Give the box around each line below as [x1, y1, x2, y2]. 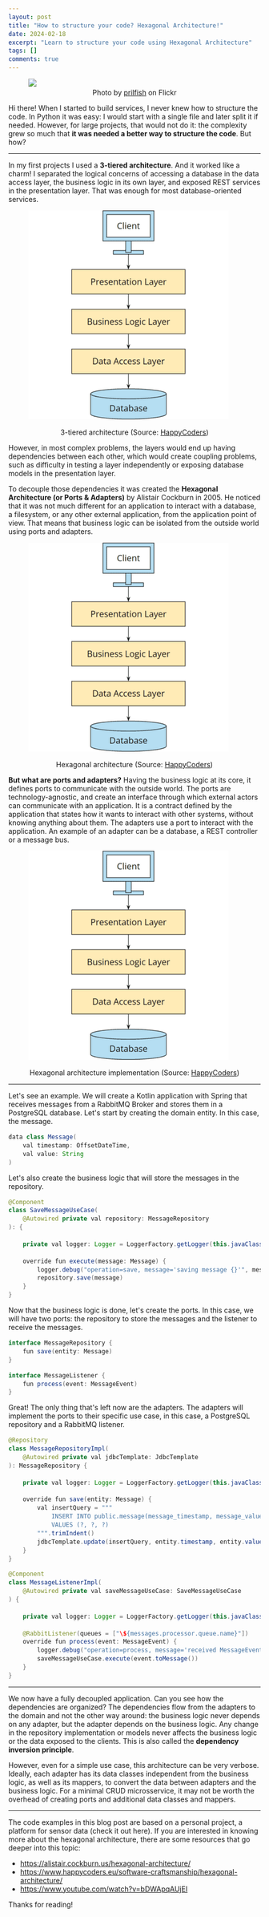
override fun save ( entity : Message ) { [22, 1495, 152, 1503]
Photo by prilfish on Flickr [91, 88, 178, 97]
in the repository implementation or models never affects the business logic [8, 1728, 258, 1737]
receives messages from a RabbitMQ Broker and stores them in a [8, 1099, 223, 1109]
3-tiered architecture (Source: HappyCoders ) [59, 427, 210, 437]
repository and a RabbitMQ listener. [8, 1420, 126, 1430]
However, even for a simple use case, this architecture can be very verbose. [8, 1760, 259, 1769]
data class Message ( [8, 1133, 78, 1141]
